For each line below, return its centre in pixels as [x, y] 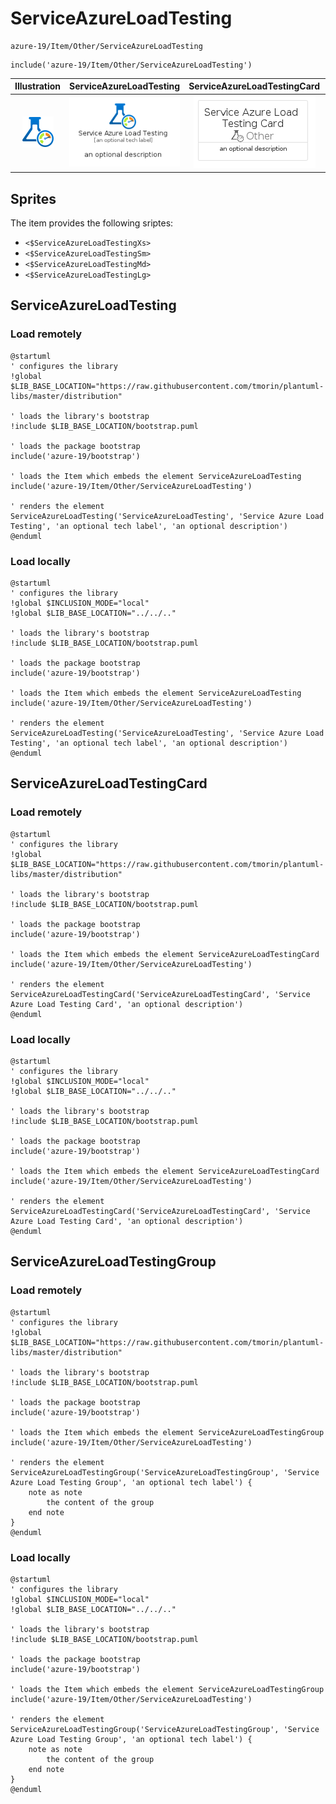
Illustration [38, 86]
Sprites [33, 198]
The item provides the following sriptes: [92, 223]
